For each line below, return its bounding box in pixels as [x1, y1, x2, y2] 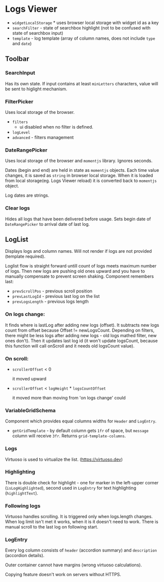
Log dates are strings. [5, 192, 50, 198]
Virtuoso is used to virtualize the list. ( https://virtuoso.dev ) [5, 456, 123, 462]
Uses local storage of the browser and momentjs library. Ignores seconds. [5, 158, 153, 164]
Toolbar [5, 55, 29, 63]
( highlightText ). [5, 490, 38, 496]
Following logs [5, 502, 41, 509]
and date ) [12, 40, 32, 46]
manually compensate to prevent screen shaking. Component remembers [5, 273, 154, 279]
